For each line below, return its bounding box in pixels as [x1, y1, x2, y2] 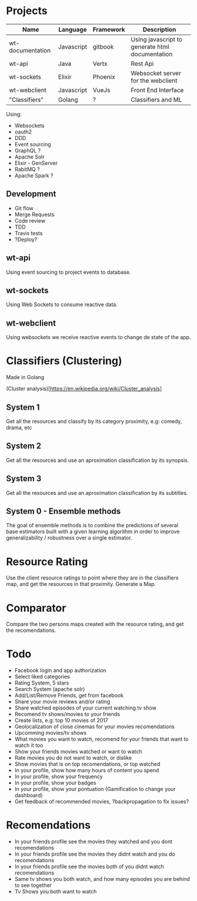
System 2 [6, 441, 42, 451]
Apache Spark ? [14, 172, 54, 179]
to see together [14, 882, 52, 889]
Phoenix [93, 72, 116, 81]
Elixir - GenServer [14, 159, 58, 166]
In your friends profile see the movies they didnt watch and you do [14, 850, 176, 858]
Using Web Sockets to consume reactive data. [6, 301, 118, 308]
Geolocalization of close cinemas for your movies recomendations [14, 723, 175, 730]
